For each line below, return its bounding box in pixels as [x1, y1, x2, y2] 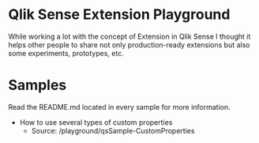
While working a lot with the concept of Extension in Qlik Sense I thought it [8, 32, 251, 41]
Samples [8, 77, 67, 94]
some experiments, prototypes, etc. [8, 48, 124, 58]
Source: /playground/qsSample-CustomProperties [31, 126, 195, 135]
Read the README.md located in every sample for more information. [8, 102, 231, 111]
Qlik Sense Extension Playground [8, 6, 231, 24]
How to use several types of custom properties [19, 117, 173, 127]
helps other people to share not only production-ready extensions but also [8, 40, 250, 49]
